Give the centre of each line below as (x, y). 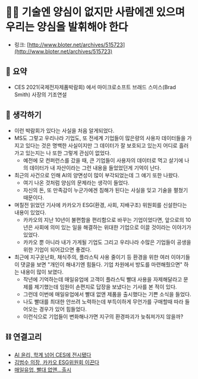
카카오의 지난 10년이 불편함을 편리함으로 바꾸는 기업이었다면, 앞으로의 (104, 220)
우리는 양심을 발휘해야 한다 (67, 27)
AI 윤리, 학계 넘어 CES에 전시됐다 (53, 355)
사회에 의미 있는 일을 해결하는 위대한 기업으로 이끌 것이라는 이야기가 (113, 227)
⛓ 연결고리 (24, 337)
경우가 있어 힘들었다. (63, 309)
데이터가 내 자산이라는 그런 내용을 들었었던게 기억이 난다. (95, 168)
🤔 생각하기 (24, 115)
